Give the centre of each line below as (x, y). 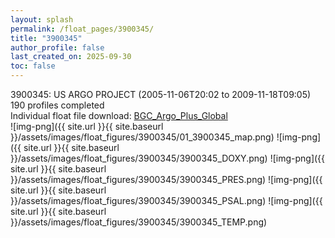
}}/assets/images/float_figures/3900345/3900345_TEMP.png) (139, 222)
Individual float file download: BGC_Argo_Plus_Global (119, 115)
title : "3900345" (46, 38)
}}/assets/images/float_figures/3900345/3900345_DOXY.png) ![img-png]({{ (168, 158)
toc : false (33, 66)
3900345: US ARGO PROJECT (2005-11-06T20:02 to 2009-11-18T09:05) (161, 94)
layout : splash (42, 19)
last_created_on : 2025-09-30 (71, 57)
